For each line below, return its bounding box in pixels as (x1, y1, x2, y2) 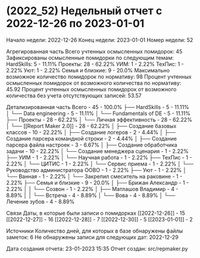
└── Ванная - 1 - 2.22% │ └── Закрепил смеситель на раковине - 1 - (6, 173, 183, 180)
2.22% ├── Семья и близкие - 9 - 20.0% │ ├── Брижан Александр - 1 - (6, 179, 189, 186)
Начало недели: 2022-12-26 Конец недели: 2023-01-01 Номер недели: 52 (6, 36, 193, 43)
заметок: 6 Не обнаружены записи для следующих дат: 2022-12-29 (6, 233, 179, 241)
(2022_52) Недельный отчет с (6, 4, 162, 18)
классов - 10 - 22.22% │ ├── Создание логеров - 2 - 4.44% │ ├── (6, 129, 176, 136)
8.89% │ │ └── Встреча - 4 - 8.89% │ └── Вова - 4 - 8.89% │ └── (6, 192, 176, 199)
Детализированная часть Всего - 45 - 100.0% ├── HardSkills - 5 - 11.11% (6, 103, 189, 110)
